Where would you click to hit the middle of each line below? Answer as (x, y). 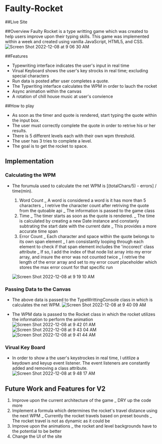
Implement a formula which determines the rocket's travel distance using (85, 411)
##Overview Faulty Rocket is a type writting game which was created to (77, 31)
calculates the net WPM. (36, 305)
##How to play (20, 106)
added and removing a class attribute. (50, 368)
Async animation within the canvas (47, 91)
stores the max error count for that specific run (66, 267)
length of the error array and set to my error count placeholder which (88, 262)
